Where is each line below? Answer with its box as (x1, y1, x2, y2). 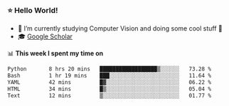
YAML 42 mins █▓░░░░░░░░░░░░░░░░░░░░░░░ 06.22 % (7, 79, 212, 86)
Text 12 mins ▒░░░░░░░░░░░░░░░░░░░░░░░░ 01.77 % (7, 92, 212, 99)
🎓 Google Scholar (17, 32, 73, 41)
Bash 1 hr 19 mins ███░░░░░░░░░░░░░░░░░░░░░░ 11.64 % (7, 73, 212, 80)
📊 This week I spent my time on (7, 49, 104, 58)
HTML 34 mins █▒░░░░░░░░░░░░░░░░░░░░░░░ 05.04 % (7, 85, 212, 92)
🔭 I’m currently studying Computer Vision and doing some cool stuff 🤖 (17, 24, 223, 33)
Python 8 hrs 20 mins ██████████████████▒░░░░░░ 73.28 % (7, 65, 212, 73)
